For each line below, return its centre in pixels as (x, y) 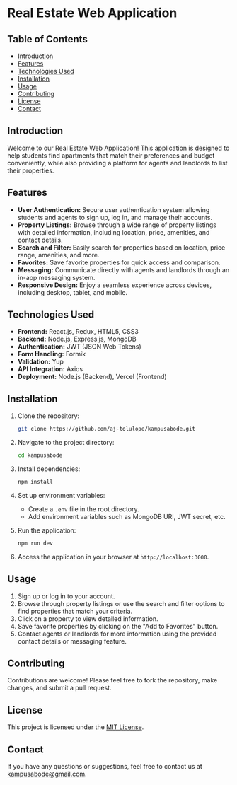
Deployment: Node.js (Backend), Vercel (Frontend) (92, 377)
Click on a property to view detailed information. (88, 618)
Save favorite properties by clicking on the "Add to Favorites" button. (118, 626)
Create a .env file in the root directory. (83, 509)
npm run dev (35, 543)
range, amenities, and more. (58, 255)
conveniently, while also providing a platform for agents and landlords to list (117, 163)
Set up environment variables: (61, 495)
